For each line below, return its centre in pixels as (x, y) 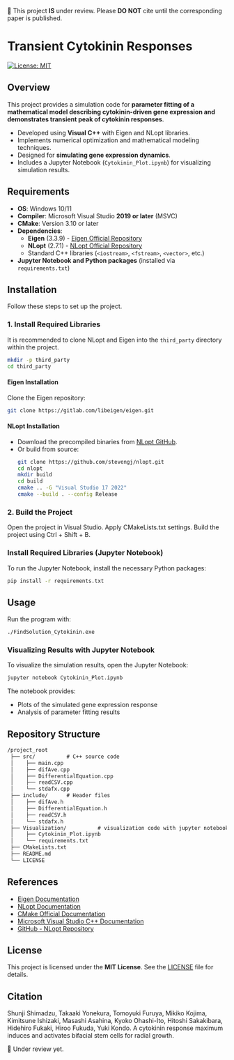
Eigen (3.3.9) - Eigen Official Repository (85, 238)
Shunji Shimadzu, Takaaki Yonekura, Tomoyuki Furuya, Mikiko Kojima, (107, 1013)
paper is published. (35, 18)
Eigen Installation (33, 382)
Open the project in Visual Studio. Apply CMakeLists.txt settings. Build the (113, 527)
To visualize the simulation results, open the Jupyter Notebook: (98, 665)
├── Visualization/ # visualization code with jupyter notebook (119, 828)
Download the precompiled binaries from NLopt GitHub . (97, 441)
